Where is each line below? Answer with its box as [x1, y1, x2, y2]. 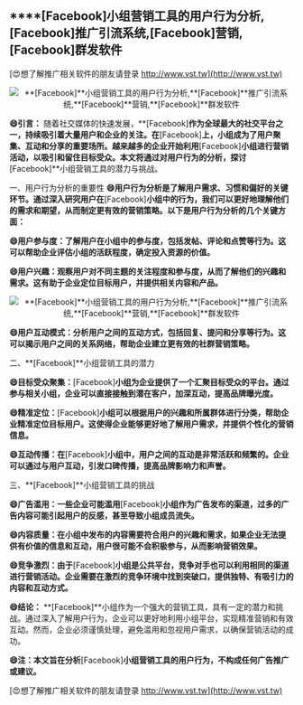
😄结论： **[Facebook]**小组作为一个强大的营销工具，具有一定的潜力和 [9, 601, 276, 612]
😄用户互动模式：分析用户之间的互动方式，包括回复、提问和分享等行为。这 [9, 326, 287, 337]
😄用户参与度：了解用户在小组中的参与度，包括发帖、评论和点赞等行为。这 [9, 235, 287, 246]
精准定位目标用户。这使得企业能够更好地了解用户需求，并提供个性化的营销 [16, 418, 294, 429]
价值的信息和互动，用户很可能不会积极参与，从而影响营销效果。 [24, 540, 262, 551]
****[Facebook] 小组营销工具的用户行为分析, [9, 8, 265, 24]
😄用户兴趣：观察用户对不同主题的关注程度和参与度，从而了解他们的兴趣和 [9, 266, 287, 277]
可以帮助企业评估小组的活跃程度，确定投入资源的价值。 [9, 247, 215, 258]
